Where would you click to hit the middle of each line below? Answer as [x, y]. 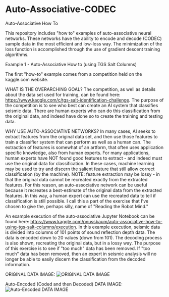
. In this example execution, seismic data [118, 227]
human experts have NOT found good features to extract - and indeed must [84, 158]
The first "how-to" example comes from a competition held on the [74, 74]
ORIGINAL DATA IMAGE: [30, 274]
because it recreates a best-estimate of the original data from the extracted [84, 190]
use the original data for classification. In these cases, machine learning [80, 163]
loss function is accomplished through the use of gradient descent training [83, 49]
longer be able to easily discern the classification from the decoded [75, 259]
